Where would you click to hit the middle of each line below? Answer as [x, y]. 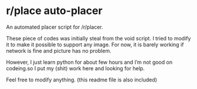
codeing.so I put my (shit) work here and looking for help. [75, 68]
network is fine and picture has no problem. [59, 50]
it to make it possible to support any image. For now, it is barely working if [95, 44]
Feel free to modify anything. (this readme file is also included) [81, 80]
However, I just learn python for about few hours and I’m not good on [89, 62]
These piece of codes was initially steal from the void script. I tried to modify [98, 38]
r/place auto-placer [54, 11]
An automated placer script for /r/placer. [55, 27]
